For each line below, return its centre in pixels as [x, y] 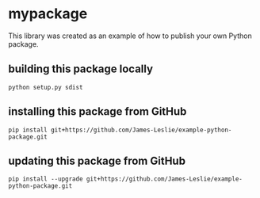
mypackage [48, 14]
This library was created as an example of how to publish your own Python [130, 36]
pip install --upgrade [46, 179]
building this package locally [80, 69]
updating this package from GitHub [97, 160]
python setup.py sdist [46, 87]
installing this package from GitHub [97, 112]
